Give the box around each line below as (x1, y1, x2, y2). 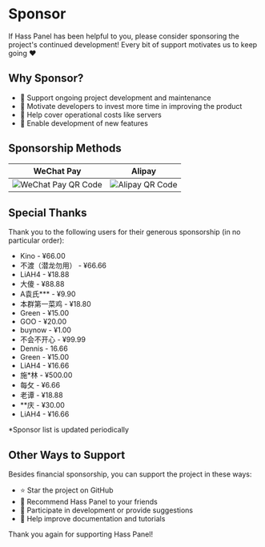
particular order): (8, 235, 65, 245)
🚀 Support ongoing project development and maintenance (19, 93, 212, 103)
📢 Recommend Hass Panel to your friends (19, 497, 158, 507)
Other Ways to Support (8, 448, 126, 461)
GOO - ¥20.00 (19, 317, 67, 327)
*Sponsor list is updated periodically (8, 425, 130, 435)
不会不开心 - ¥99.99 (19, 335, 86, 344)
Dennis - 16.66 (19, 344, 68, 353)
